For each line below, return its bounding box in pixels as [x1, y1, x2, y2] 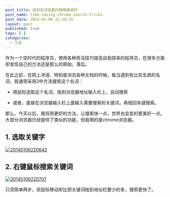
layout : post [5, 21, 33, 27]
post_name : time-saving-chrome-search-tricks [5, 12, 103, 17]
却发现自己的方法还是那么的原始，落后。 [5, 61, 90, 67]
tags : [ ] [5, 31, 26, 36]
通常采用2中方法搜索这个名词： [18, 78, 83, 84]
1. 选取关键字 [5, 133, 46, 141]
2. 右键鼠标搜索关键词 [5, 162, 73, 171]
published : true [5, 26, 39, 31]
